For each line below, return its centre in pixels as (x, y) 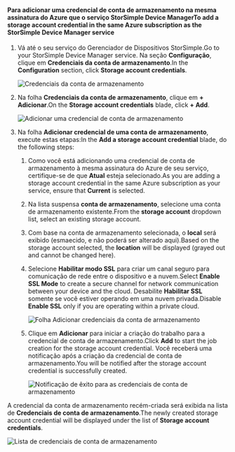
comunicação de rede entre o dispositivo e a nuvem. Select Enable (124, 276)
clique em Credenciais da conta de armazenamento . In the (103, 63)
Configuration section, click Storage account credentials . (102, 70)
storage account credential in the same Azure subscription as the (105, 25)
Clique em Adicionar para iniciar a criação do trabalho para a (116, 333)
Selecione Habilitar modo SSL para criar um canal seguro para (119, 269)
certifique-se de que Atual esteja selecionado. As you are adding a (124, 176)
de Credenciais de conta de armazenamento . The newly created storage (113, 413)
